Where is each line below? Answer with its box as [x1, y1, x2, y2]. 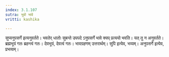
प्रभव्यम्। [5, 46, 19, 52]
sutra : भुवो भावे [5, 12, 33, 17]
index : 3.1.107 [5, 7, 37, 13]
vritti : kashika [5, 17, 39, 22]
